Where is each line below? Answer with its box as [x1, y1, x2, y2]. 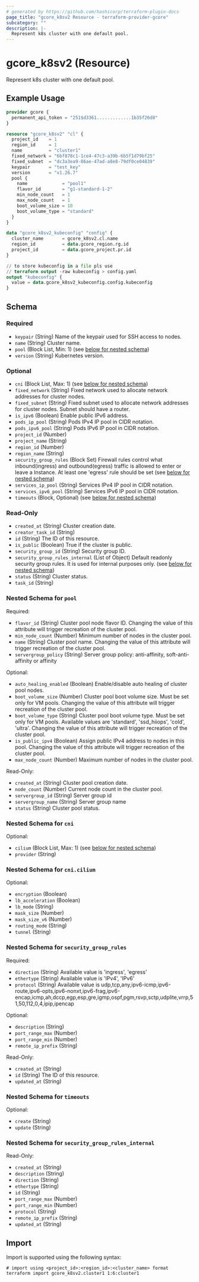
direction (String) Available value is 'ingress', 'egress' [14, 968, 147, 976]
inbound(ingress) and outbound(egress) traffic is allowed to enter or [14, 462, 182, 470]
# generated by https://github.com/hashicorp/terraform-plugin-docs [6, 8, 179, 15]
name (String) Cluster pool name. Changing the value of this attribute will [14, 638, 191, 645]
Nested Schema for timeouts [6, 1092, 90, 1101]
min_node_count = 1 [17, 192, 70, 198]
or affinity [33, 657, 58, 664]
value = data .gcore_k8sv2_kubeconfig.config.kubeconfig [11, 280, 153, 286]
